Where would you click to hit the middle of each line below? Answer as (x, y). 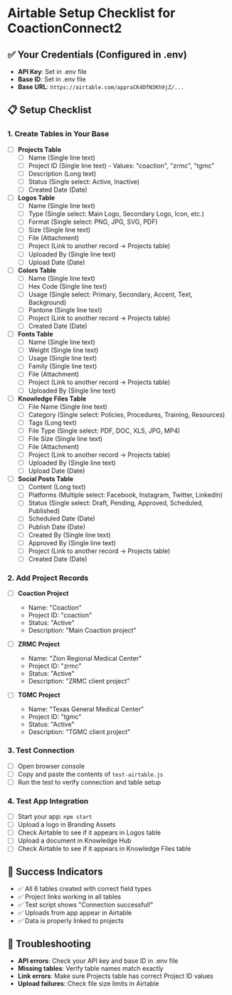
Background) (47, 302)
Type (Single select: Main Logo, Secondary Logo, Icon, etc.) (116, 214)
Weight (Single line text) (63, 350)
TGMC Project (39, 695)
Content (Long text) (57, 487)
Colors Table (37, 270)
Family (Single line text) (63, 366)
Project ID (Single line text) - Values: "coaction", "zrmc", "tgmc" (121, 165)
